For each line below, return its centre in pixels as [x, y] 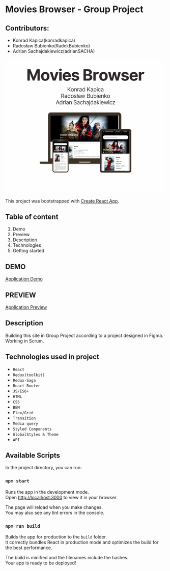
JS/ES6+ [21, 391]
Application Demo [24, 279]
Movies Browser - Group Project [74, 9]
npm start [17, 481]
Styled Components [32, 429]
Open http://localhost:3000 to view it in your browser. [62, 497]
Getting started [29, 251]
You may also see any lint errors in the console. [55, 512]
